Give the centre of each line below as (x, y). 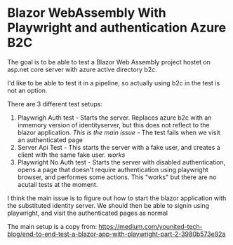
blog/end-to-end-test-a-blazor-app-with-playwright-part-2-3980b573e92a (116, 234)
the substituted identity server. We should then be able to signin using (108, 205)
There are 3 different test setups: (55, 104)
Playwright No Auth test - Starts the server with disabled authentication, (121, 162)
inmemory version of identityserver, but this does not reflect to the (113, 125)
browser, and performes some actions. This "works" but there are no (117, 177)
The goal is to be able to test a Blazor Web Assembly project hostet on (109, 62)
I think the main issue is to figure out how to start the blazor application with (117, 198)
